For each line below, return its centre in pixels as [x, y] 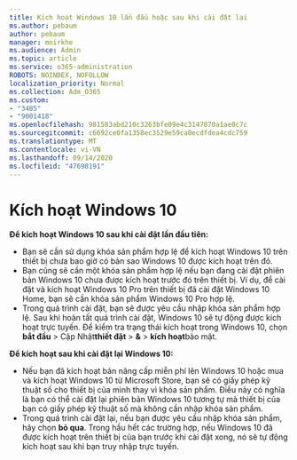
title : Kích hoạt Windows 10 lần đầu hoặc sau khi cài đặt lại [129, 17]
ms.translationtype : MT [53, 141]
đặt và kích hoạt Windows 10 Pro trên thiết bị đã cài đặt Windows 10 [146, 289]
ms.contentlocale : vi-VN [55, 149]
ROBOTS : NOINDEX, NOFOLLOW [59, 75]
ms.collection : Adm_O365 [55, 91]
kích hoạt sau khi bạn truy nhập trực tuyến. [101, 447]
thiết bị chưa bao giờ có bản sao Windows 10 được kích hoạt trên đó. [147, 261]
